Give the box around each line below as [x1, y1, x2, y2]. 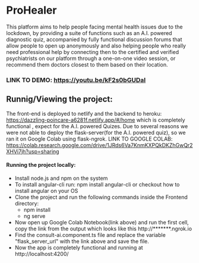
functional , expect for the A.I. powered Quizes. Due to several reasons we [6, 122, 188, 129]
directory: [14, 199, 39, 207]
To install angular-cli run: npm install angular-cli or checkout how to [14, 180, 180, 188]
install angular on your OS [14, 187, 78, 194]
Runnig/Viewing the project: [6, 94, 113, 104]
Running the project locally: [6, 161, 76, 169]
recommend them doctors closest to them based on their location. [6, 61, 168, 68]
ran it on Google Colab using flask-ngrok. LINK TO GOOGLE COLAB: [6, 135, 173, 142]
